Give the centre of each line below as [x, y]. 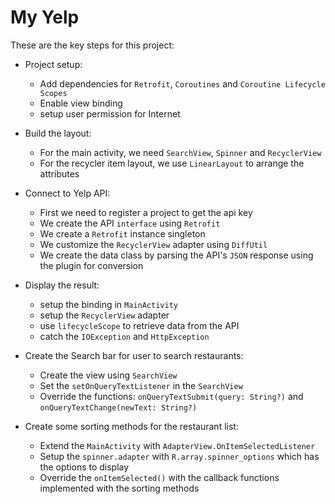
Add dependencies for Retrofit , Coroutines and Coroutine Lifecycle [182, 83]
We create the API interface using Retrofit [130, 223]
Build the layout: [58, 133]
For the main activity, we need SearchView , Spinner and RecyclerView [180, 152]
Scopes [53, 93]
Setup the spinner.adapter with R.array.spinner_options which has [179, 456]
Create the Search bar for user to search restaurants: [134, 355]
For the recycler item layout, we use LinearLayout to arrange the [172, 163]
